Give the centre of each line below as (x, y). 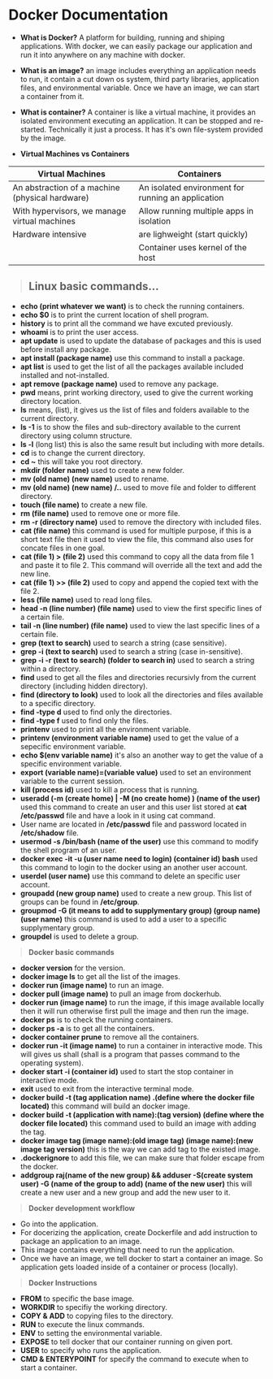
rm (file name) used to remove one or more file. (100, 513)
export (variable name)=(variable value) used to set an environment (136, 772)
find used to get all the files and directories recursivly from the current (138, 677)
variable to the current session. (72, 781)
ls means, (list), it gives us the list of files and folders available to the (134, 410)
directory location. (51, 401)
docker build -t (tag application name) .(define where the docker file (137, 1097)
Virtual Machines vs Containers (75, 154)
